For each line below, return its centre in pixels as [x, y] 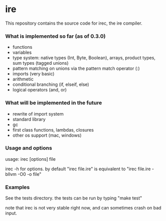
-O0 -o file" [29, 174]
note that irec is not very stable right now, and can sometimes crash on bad [84, 208]
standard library [29, 119]
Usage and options [29, 148]
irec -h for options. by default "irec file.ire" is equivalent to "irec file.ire [78, 169]
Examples [18, 187]
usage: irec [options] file [30, 159]
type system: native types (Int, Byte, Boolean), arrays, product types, [84, 58]
